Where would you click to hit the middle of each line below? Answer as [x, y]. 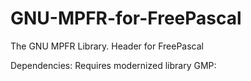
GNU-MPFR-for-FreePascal [126, 18]
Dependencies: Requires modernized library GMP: [113, 65]
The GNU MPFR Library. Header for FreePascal [107, 46]
